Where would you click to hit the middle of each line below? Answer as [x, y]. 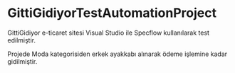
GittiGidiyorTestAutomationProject [112, 13]
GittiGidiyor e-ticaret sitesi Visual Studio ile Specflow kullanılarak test [109, 33]
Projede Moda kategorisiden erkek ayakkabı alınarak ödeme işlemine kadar [117, 54]
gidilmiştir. [22, 61]
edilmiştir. [21, 40]
